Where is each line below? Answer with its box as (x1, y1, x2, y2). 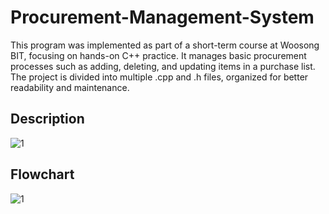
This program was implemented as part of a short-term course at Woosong (10, 39, 320, 51)
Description (10, 111, 85, 128)
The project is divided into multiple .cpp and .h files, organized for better (10, 71, 309, 83)
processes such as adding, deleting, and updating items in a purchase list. (10, 60, 316, 72)
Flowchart (10, 166, 75, 183)
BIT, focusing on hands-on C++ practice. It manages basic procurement (10, 49, 307, 61)
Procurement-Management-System (10, 6, 315, 29)
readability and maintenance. (10, 81, 130, 93)
